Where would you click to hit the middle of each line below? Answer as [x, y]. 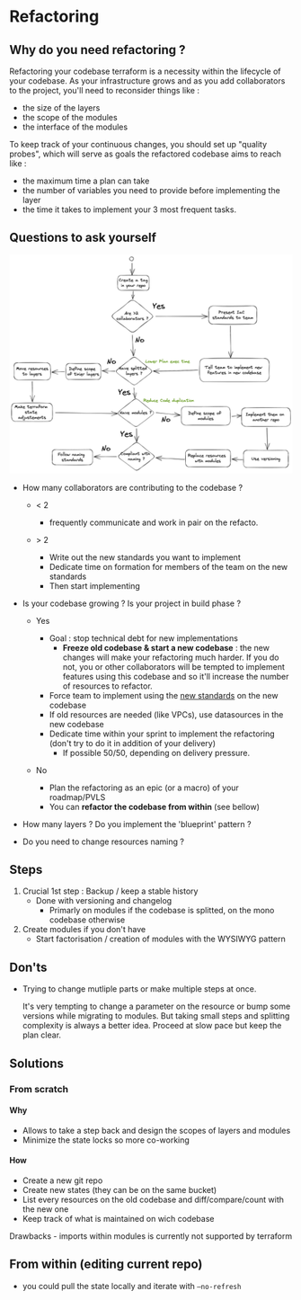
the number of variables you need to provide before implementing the [151, 190]
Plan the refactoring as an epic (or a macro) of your [144, 788]
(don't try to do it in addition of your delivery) [133, 743]
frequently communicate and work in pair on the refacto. [154, 522]
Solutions [37, 1063]
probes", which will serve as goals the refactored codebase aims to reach [145, 154]
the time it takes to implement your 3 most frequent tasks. [129, 209]
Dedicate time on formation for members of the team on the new [168, 566]
